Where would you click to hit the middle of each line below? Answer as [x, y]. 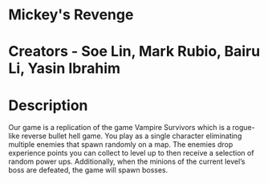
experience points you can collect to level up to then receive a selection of [131, 153]
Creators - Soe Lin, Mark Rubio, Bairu [134, 52]
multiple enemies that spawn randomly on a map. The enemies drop [121, 144]
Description [48, 105]
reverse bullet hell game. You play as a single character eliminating [132, 136]
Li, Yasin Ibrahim [65, 69]
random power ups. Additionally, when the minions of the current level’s [127, 161]
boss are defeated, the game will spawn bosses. [88, 170]
